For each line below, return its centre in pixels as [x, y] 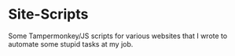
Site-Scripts [48, 14]
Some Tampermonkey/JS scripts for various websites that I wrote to [118, 36]
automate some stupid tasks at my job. [71, 44]
